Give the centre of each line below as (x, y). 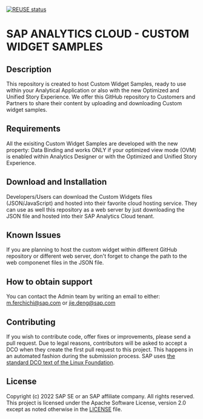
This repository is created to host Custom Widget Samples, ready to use (96, 84)
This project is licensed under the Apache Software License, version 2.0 (96, 403)
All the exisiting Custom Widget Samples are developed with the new (92, 144)
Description (29, 69)
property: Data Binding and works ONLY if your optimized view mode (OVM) (101, 150)
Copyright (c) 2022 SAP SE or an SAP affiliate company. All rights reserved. (101, 396)
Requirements (33, 129)
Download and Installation (57, 182)
